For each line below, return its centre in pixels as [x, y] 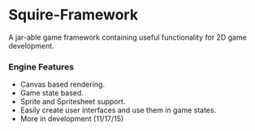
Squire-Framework [73, 15]
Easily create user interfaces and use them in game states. [118, 110]
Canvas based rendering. [63, 85]
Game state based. [52, 93]
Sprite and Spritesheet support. [73, 102]
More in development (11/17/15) [72, 119]
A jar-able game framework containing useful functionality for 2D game [128, 37]
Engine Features [41, 66]
